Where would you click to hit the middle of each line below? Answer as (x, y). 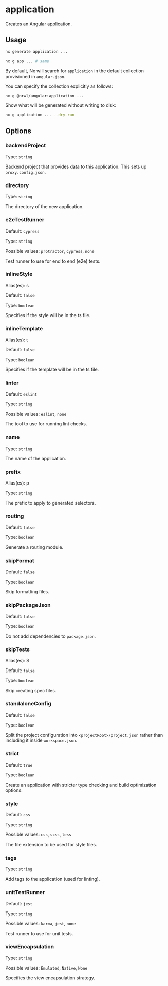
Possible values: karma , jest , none (41, 923)
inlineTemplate (24, 328)
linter (12, 383)
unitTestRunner (25, 892)
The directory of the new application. (44, 207)
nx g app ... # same (27, 61)
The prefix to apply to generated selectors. (51, 503)
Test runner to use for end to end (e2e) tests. (53, 261)
